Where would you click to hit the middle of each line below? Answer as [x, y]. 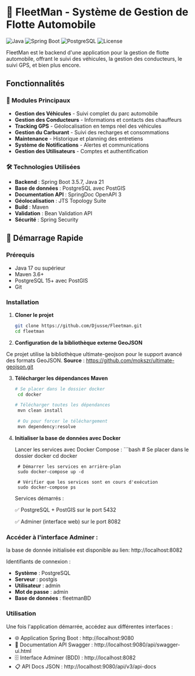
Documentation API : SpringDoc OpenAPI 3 [68, 194]
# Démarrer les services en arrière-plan [69, 467]
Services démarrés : [39, 498]
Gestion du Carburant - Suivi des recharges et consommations [92, 132]
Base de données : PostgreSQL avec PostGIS [70, 188]
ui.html [23, 651]
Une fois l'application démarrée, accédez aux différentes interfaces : [90, 626]
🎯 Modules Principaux [38, 101]
